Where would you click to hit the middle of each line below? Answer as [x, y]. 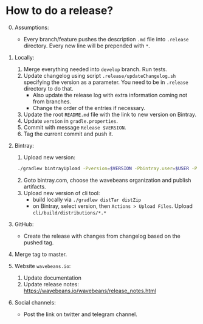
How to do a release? [60, 11]
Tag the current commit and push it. [68, 134]
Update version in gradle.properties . [71, 121]
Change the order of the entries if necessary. [89, 108]
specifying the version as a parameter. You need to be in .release [106, 82]
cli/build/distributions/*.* [70, 213]
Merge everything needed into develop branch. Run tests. [95, 69]
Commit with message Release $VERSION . [75, 127]
